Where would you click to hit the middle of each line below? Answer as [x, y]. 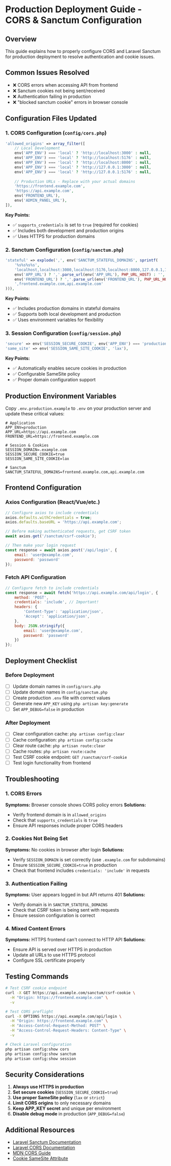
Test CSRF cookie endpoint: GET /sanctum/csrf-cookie [70, 757]
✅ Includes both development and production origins [68, 230]
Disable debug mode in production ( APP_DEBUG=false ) [69, 1114]
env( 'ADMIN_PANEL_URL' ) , [41, 200]
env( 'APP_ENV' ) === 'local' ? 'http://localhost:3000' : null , [83, 153]
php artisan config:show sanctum [41, 1054]
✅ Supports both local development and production [67, 314]
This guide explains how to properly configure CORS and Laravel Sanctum [83, 51]
